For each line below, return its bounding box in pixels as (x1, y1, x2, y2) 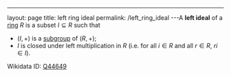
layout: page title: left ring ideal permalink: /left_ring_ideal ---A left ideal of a (7, 14, 223, 21)
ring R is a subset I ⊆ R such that (7, 21, 101, 29)
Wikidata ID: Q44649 (7, 63, 67, 70)
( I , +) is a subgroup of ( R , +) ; (16, 34, 97, 42)
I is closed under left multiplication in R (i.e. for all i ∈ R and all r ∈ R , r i (16, 42, 218, 49)
